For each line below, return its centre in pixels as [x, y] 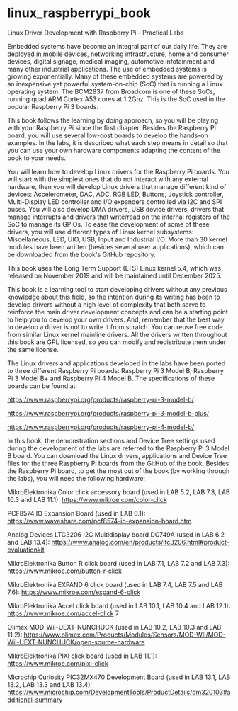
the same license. [33, 349]
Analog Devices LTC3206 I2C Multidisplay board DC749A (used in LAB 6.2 [116, 534]
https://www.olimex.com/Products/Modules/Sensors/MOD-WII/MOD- [125, 635]
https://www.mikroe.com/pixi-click [58, 663]
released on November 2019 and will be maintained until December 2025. [114, 275]
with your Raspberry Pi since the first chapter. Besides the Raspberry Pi [112, 127]
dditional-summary [35, 700]
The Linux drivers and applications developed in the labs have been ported [117, 363]
